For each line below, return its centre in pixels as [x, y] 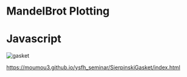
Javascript [34, 39]
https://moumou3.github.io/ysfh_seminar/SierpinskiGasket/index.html [94, 67]
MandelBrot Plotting [58, 11]
